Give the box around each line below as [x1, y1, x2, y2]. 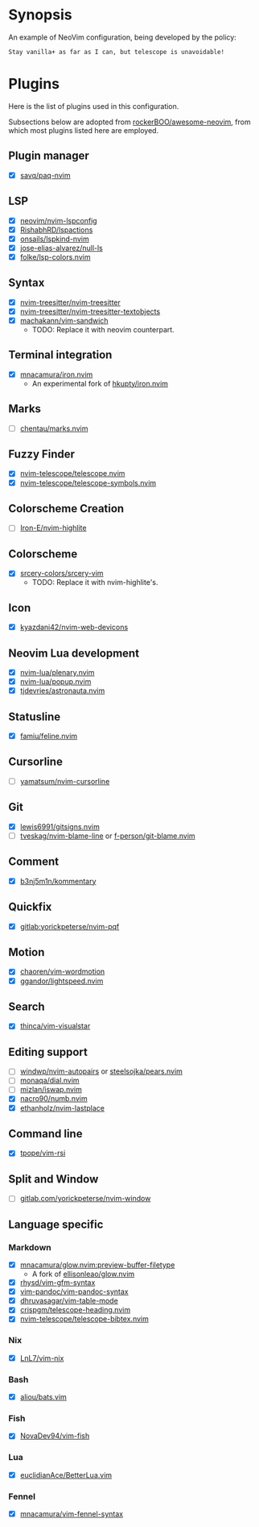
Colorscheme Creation [8, 502, 125, 515]
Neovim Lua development [8, 646, 139, 660]
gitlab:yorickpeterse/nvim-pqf [19, 921, 120, 931]
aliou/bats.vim [19, 1392, 67, 1402]
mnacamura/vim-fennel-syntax [19, 1509, 124, 1519]
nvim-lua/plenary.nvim [19, 668, 95, 677]
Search [8, 999, 46, 1013]
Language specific [8, 1217, 104, 1231]
